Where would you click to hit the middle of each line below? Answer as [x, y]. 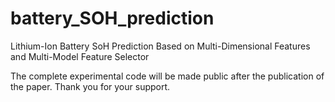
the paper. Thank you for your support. [90, 86]
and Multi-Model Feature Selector [80, 56]
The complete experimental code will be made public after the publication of [167, 76]
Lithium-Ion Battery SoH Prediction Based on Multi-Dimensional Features [160, 46]
